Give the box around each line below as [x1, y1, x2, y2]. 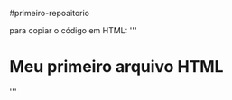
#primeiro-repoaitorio [9, 8, 90, 18]
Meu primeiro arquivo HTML [9, 57, 224, 77]
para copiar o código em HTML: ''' [9, 25, 137, 35]
